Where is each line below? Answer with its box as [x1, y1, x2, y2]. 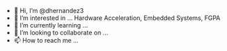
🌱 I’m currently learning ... [13, 21, 88, 29]
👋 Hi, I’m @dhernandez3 [13, 7, 84, 14]
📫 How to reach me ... [13, 37, 79, 44]
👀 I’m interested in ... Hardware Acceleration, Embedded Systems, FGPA [13, 14, 221, 22]
